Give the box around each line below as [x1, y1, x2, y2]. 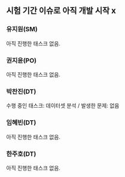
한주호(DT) [6, 149, 36, 158]
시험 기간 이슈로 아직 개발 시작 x [6, 5, 117, 16]
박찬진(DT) [6, 87, 36, 96]
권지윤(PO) [6, 56, 37, 65]
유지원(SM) [6, 25, 38, 33]
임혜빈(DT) [6, 118, 36, 127]
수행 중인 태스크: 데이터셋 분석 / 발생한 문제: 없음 [6, 102, 120, 109]
